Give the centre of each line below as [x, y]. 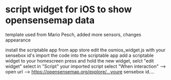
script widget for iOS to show [69, 9]
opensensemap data [50, 20]
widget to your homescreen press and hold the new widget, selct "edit [80, 61]
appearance [18, 40]
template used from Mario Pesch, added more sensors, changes [73, 34]
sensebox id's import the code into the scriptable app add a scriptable [80, 55]
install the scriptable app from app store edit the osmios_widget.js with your [85, 50]
